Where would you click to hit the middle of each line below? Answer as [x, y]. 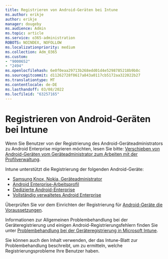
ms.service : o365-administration [40, 38]
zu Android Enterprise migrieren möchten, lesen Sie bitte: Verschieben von [82, 149]
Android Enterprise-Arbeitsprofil [46, 185]
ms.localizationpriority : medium [40, 47]
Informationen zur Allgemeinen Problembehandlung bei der [67, 220]
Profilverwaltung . [23, 159]
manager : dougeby [23, 24]
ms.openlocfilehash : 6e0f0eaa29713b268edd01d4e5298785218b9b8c [73, 71]
